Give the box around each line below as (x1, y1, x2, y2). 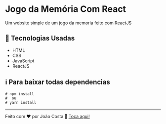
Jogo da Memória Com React (5, 3, 126, 15)
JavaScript (12, 58, 35, 64)
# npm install (5, 91, 35, 96)
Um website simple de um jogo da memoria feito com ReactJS (5, 20, 132, 26)
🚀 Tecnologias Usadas (5, 34, 75, 42)
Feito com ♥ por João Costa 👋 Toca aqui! (5, 113, 90, 119)
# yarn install (5, 100, 37, 105)
